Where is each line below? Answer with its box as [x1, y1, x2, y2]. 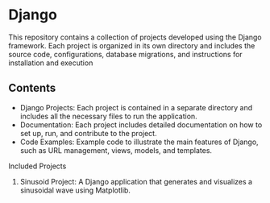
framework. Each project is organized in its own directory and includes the [8, 40, 255, 50]
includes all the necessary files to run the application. [19, 111, 197, 121]
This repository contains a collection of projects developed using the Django [8, 32, 262, 42]
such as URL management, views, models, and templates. [19, 145, 212, 155]
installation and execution [8, 58, 93, 68]
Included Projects [8, 161, 67, 171]
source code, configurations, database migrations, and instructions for [8, 49, 243, 59]
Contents [8, 81, 56, 95]
